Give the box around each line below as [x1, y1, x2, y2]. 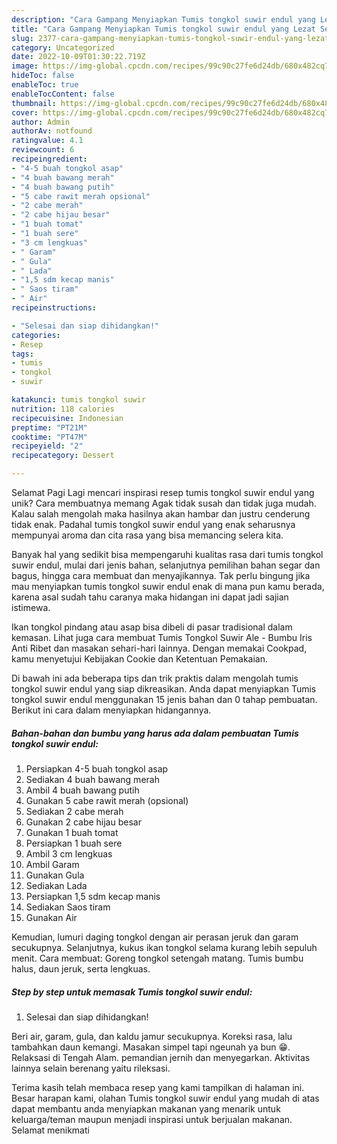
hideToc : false [11, 71, 75, 81]
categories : [11, 330, 61, 340]
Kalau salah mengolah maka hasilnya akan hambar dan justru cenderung [11, 508, 311, 520]
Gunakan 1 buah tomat [25, 826, 119, 838]
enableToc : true [11, 80, 79, 90]
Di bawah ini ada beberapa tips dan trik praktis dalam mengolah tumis [11, 672, 299, 684]
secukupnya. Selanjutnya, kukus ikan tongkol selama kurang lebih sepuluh [11, 941, 318, 953]
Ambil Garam [25, 858, 80, 870]
